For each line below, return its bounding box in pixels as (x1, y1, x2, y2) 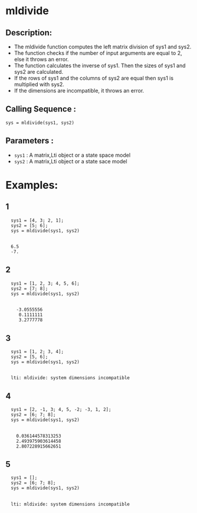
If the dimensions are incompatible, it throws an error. (14, 87, 145, 94)
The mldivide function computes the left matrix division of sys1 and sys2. (14, 43, 192, 50)
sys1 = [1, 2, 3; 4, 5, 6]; (11, 280, 80, 287)
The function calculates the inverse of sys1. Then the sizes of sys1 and (14, 62, 186, 69)
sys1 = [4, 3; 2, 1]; (11, 217, 64, 223)
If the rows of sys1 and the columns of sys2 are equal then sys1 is (14, 75, 174, 81)
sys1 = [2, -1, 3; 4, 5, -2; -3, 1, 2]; (11, 407, 111, 413)
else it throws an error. (14, 56, 69, 63)
